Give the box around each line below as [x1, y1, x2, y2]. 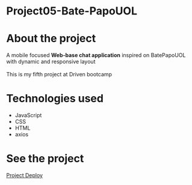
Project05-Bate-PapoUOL [6, 4, 137, 18]
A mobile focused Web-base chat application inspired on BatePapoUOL [6, 52, 186, 59]
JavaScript [14, 112, 42, 119]
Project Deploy [6, 172, 43, 178]
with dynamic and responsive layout [6, 58, 96, 65]
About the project [6, 32, 96, 46]
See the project [6, 152, 84, 166]
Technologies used [6, 92, 104, 106]
